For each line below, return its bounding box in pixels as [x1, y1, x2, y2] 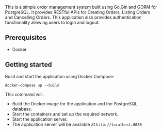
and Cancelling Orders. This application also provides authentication [5, 15, 142, 20]
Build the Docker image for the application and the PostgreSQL [12, 100, 138, 106]
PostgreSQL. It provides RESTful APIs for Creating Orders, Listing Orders [5, 9, 150, 15]
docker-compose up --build [5, 82, 60, 88]
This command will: [5, 91, 44, 97]
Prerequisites [5, 33, 47, 42]
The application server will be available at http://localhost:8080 [12, 121, 142, 127]
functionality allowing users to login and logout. [5, 19, 100, 25]
